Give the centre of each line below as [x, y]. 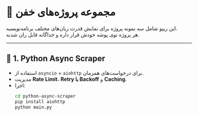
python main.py [33, 107]
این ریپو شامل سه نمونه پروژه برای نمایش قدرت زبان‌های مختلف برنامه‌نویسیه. [92, 28]
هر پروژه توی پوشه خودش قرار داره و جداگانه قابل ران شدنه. [73, 34]
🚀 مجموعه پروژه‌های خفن [61, 12]
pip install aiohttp [40, 102]
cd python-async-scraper [45, 96]
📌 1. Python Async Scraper [56, 59]
